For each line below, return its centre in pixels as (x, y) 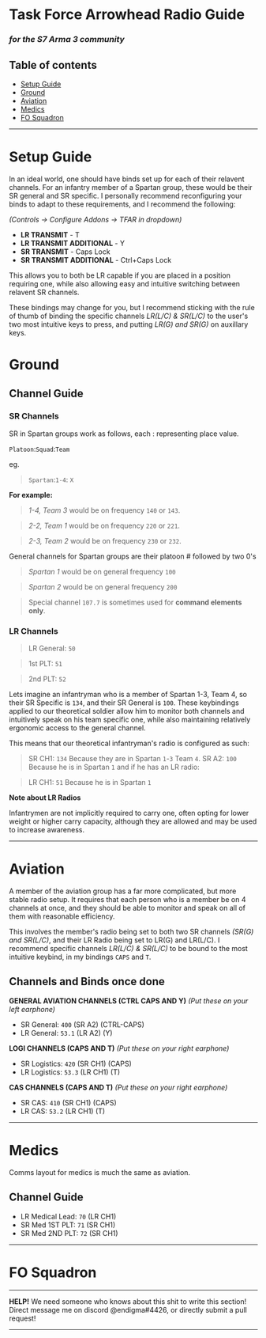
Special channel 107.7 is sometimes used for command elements (135, 602)
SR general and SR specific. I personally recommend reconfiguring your (126, 195)
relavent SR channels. (44, 292)
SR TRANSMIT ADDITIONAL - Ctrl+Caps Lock (96, 260)
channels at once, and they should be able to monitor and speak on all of (127, 908)
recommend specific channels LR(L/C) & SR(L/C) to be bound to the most (128, 948)
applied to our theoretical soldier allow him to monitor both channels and (127, 711)
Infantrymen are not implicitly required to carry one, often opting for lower (129, 813)
